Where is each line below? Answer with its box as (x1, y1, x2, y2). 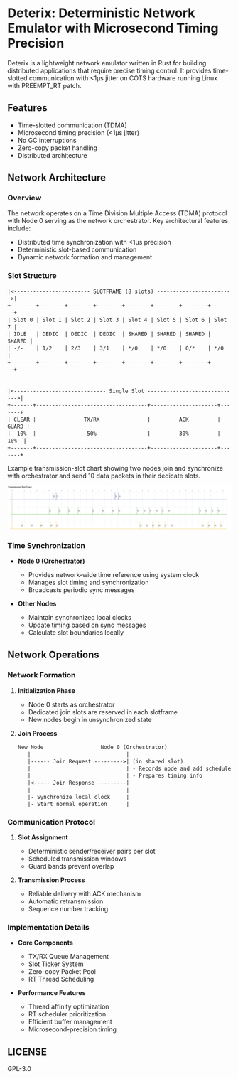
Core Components (17, 938, 73, 947)
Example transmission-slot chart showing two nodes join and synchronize (7, 463, 224, 472)
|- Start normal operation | (27, 800, 130, 807)
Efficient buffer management (28, 1018, 112, 1026)
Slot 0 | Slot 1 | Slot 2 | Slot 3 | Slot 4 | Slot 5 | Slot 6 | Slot (13, 316, 227, 323)
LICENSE (7, 1046, 48, 1058)
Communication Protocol (7, 817, 96, 827)
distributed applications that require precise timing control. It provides (7, 66, 212, 75)
